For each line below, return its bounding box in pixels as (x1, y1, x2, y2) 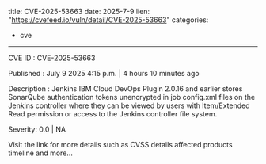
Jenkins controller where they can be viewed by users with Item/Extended (8, 101, 251, 110)
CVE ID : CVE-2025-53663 (8, 53, 96, 63)
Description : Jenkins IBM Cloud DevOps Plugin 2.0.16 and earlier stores (8, 84, 243, 93)
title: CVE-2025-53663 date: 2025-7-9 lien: (8, 7, 150, 16)
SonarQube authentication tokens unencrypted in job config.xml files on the (8, 93, 256, 101)
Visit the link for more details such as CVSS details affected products (8, 140, 233, 149)
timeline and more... (8, 148, 74, 158)
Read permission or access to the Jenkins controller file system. (8, 109, 218, 118)
